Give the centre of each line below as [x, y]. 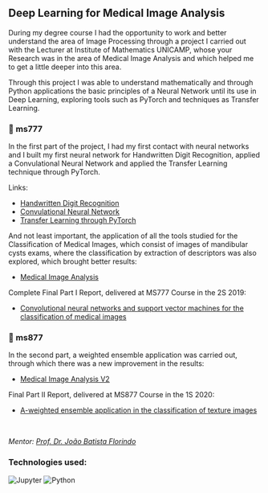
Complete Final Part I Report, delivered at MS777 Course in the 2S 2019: [127, 293]
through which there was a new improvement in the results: [106, 364]
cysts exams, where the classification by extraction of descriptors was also [132, 253]
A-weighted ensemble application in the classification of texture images [138, 410]
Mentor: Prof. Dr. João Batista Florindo [72, 442]
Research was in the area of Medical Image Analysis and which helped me [131, 58]
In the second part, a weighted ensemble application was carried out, [123, 355]
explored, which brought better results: [73, 261]
